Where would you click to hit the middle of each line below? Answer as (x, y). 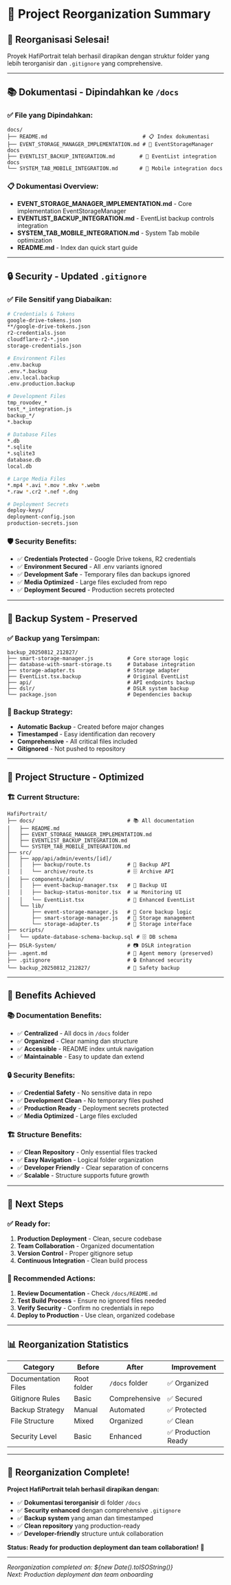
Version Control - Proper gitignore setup (75, 1253)
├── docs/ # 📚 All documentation (101, 821)
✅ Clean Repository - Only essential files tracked (87, 1152)
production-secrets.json (43, 524)
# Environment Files (37, 358)
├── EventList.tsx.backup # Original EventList (98, 677)
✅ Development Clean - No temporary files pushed (90, 1100)
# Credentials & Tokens (41, 314)
